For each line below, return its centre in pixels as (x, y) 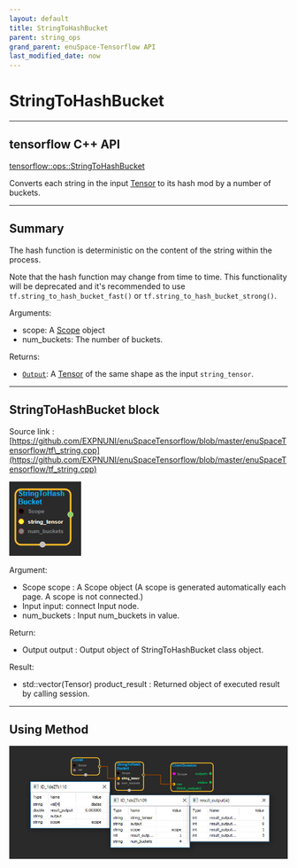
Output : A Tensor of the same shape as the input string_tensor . (138, 373)
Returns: (25, 356)
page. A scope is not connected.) (83, 596)
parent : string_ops (45, 37)
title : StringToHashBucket (59, 28)
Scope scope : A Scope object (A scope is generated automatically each (154, 587)
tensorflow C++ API (65, 145)
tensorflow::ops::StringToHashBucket (77, 166)
